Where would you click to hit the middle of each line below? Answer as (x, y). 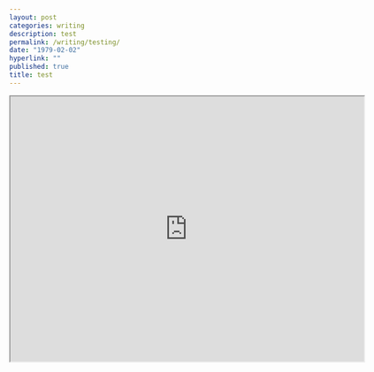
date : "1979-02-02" (45, 50)
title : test (31, 75)
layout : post (33, 17)
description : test (43, 34)
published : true (39, 67)
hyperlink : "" (35, 58)
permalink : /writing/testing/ (65, 42)
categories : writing (47, 26)
